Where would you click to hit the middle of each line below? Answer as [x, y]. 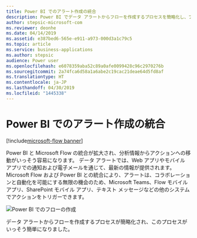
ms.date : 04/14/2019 [31, 33]
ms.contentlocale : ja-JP [36, 83]
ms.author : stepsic [30, 55]
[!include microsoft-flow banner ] [45, 141]
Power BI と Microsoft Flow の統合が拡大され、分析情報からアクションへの [96, 152]
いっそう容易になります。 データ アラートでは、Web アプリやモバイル [101, 160]
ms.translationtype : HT [35, 77]
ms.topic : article [28, 45]
